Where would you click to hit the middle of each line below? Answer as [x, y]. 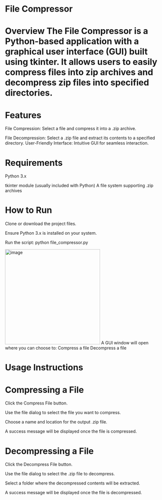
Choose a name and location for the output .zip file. [56, 422]
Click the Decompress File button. [39, 465]
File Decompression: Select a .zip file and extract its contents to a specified [80, 138]
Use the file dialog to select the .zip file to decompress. [60, 474]
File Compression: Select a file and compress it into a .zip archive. [71, 129]
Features [23, 115]
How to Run [29, 210]
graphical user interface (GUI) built [76, 52]
